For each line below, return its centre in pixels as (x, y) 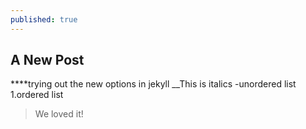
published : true (44, 19)
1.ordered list (37, 95)
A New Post (47, 60)
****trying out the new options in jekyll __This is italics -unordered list (153, 84)
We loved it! (59, 114)
